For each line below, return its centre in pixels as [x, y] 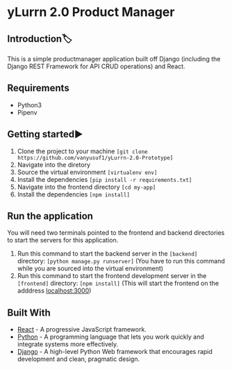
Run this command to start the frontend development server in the [112, 276]
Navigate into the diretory [54, 164]
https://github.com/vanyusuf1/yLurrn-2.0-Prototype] [95, 157]
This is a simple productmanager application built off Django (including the [114, 59]
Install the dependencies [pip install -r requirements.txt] [105, 179]
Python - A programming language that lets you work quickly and [110, 337]
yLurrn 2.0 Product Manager [91, 12]
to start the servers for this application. [63, 240]
